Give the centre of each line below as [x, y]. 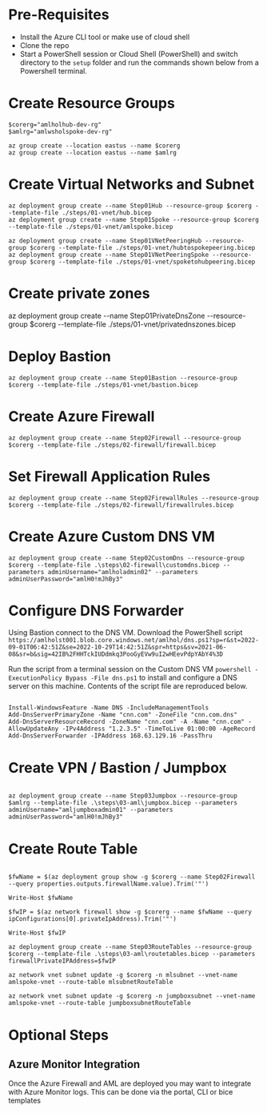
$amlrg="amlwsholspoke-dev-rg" [60, 131]
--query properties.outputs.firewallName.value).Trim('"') [109, 884]
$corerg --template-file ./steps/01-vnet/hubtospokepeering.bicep [142, 247]
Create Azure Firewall [82, 416]
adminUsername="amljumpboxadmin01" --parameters [91, 810]
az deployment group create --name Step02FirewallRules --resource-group [134, 498]
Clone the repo [44, 45]
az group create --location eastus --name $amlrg [93, 153]
